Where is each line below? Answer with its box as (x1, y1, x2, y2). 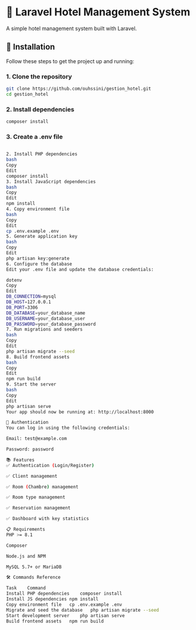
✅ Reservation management (6, 505, 71, 511)
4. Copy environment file (6, 206, 69, 212)
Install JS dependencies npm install (6, 596, 99, 602)
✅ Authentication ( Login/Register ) (6, 462, 95, 468)
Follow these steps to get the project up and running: (6, 57, 134, 64)
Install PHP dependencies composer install (6, 590, 122, 597)
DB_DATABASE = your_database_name (6, 310, 85, 316)
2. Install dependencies (6, 105, 75, 113)
